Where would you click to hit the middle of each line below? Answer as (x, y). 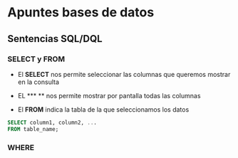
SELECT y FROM (36, 59)
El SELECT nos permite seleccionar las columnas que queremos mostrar (124, 74)
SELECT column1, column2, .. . (52, 122)
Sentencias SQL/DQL (55, 39)
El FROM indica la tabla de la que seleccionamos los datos (103, 109)
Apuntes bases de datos (81, 12)
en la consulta (38, 82)
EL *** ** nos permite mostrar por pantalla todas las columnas (109, 95)
